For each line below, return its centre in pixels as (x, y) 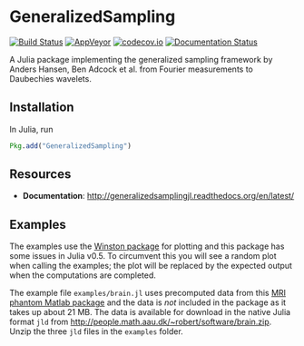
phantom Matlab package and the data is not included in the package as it (148, 302)
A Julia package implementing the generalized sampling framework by (141, 59)
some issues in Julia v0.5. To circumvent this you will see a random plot (143, 256)
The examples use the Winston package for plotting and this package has (147, 246)
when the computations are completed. (83, 275)
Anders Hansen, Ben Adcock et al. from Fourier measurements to (132, 69)
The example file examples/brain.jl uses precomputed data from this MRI (148, 293)
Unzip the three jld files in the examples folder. (96, 331)
